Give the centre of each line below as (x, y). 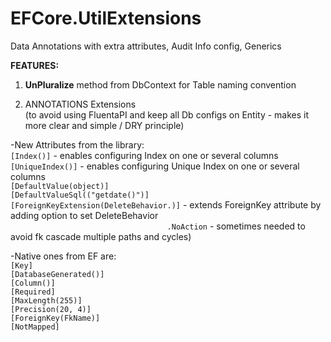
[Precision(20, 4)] (51, 309)
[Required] (33, 292)
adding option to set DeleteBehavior (84, 215)
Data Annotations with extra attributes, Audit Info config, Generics (146, 46)
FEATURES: (35, 65)
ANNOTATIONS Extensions (80, 104)
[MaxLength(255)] (46, 300)
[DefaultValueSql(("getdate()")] (80, 195)
